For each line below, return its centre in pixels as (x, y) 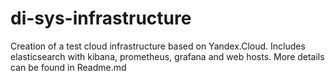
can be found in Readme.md (68, 67)
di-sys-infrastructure (101, 18)
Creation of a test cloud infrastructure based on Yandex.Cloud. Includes (158, 46)
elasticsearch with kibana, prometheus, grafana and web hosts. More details (167, 56)
